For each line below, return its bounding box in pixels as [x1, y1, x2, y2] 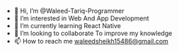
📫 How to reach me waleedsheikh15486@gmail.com [13, 37, 168, 45]
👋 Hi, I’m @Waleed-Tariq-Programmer [13, 7, 125, 15]
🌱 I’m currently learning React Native [13, 22, 122, 30]
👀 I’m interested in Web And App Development [13, 14, 150, 22]
